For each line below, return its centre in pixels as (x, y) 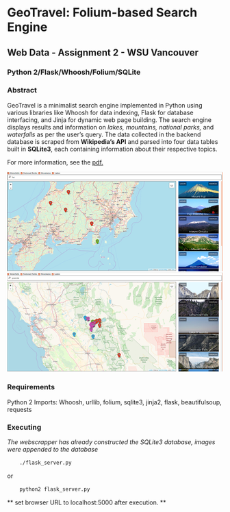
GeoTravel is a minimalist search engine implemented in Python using (105, 105)
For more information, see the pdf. (55, 162)
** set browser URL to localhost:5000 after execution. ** (87, 502)
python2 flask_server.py (55, 489)
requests (20, 409)
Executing (24, 427)
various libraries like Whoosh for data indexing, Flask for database (100, 112)
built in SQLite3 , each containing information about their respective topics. (112, 149)
